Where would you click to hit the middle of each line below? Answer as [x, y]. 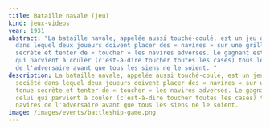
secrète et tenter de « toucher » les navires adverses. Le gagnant [133, 53]
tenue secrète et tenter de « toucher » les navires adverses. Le [129, 90]
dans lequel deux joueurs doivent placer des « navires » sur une [129, 46]
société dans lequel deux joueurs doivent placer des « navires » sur [136, 83]
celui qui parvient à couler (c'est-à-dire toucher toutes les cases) [136, 98]
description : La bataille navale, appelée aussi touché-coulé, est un [129, 75]
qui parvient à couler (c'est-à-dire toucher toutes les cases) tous [134, 61]
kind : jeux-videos [39, 23]
